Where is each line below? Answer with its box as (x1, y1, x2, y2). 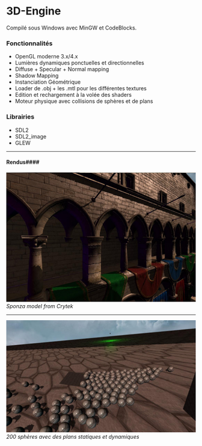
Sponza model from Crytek (6, 303, 73, 310)
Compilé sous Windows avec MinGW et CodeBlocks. (6, 24, 137, 31)
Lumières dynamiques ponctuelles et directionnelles (14, 59, 144, 67)
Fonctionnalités (6, 39, 53, 48)
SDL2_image (14, 132, 47, 140)
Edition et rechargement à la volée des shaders (14, 91, 132, 99)
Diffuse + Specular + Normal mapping (14, 66, 109, 73)
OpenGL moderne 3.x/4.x (14, 53, 78, 60)
